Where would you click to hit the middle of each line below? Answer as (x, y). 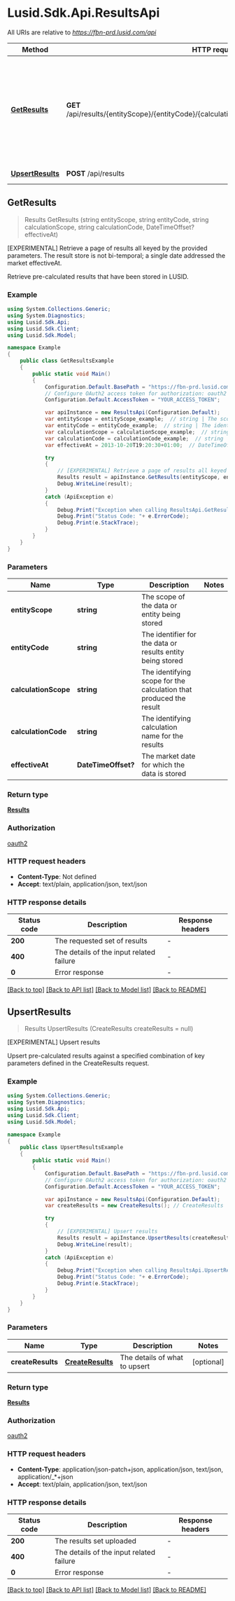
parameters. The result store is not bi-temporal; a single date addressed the (116, 255)
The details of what (151, 1357)
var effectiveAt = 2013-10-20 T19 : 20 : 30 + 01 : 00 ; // (120, 445)
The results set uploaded (95, 1541)
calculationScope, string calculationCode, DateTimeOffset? (109, 227)
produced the (163, 698)
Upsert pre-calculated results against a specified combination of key (106, 1055)
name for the (162, 735)
